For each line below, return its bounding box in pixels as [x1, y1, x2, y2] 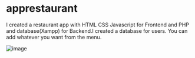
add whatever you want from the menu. [6, 33, 102, 40]
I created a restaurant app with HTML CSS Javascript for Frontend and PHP [6, 21, 190, 28]
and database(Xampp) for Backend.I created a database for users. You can [6, 27, 188, 34]
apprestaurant [6, 2, 78, 15]
